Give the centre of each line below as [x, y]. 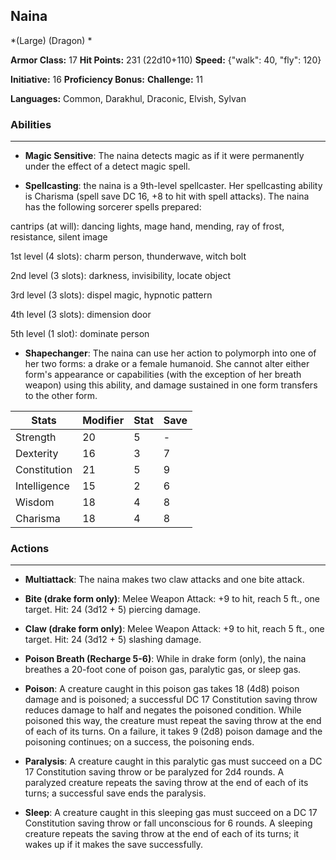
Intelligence [42, 486]
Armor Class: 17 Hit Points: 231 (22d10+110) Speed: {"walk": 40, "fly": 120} [166, 60]
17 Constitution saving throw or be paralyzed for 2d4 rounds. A [154, 772]
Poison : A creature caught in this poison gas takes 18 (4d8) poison [162, 689]
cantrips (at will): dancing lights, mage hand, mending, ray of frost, [147, 226]
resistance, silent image [59, 237]
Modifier [103, 421]
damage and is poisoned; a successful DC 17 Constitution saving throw [171, 700]
